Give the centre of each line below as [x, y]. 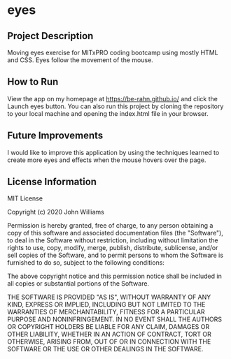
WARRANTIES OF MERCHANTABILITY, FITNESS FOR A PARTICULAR [106, 312]
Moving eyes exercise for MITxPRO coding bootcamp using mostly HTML [113, 52]
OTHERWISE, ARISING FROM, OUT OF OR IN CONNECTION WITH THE [109, 342]
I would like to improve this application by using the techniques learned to [113, 152]
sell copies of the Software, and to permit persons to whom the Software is [115, 255]
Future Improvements [55, 136]
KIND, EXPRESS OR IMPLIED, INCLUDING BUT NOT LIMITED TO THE [106, 305]
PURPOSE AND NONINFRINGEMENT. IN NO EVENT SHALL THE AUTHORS [115, 319]
